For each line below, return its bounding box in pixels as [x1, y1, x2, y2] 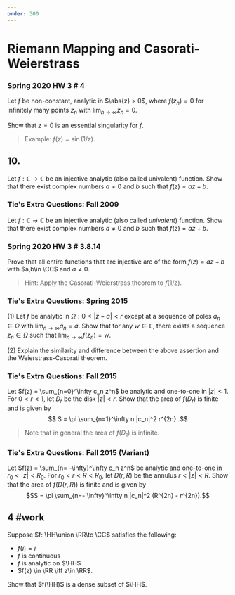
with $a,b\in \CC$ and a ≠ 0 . [7, 265, 90, 274]
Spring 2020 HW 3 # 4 [7, 80, 86, 90]
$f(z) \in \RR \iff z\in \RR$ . [17, 566, 93, 575]
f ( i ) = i [17, 544, 36, 552]
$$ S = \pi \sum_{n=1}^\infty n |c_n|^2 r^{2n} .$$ [48, 414, 188, 423]
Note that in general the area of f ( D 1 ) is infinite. [24, 428, 160, 438]
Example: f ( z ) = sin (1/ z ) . [24, 134, 95, 143]
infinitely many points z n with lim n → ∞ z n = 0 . [7, 105, 137, 116]
